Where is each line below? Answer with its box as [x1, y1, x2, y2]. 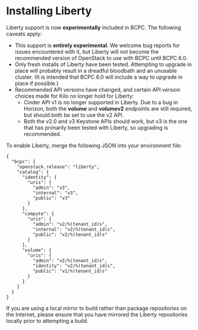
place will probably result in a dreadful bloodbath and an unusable [14, 67, 177, 74]
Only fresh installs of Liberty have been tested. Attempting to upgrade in [14, 61, 192, 68]
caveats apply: [6, 30, 42, 37]
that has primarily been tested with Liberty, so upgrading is [23, 124, 168, 131]
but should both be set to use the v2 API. [23, 111, 124, 119]
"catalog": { [17, 169, 49, 175]
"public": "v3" [32, 195, 70, 201]
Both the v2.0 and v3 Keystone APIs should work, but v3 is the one [23, 117, 188, 124]
